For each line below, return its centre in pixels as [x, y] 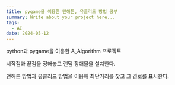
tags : [13, 22]
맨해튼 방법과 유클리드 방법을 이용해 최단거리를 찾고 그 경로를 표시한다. [87, 76]
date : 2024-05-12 [28, 34]
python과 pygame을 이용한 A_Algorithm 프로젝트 [64, 51]
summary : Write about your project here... [61, 17]
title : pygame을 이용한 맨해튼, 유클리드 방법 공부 [62, 12]
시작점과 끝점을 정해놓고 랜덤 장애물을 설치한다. [61, 64]
